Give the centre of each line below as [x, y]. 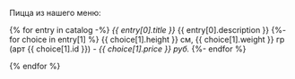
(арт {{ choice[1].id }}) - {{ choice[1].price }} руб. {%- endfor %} [128, 49]
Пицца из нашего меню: [55, 13]
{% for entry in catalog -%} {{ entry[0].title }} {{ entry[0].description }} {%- [148, 30]
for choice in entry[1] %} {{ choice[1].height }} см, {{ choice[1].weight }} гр [147, 39]
